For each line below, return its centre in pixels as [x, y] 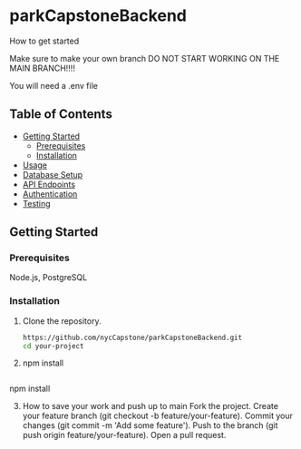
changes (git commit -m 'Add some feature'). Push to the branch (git [150, 425]
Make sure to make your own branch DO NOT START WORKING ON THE [145, 58]
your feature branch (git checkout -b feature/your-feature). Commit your [157, 416]
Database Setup [53, 174]
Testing [37, 203]
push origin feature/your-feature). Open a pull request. [124, 435]
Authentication [50, 194]
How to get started [44, 41]
